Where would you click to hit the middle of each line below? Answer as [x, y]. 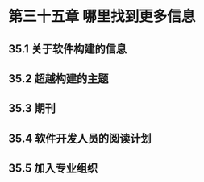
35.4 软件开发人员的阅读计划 [80, 138]
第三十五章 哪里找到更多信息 [102, 17]
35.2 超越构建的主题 [58, 79]
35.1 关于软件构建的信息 [68, 49]
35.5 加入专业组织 [53, 169]
